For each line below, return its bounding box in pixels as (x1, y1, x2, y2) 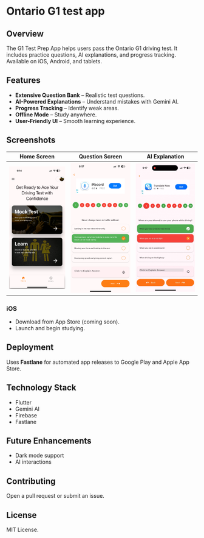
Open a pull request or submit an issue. (6, 492, 104, 500)
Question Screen (78, 153, 123, 160)
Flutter (15, 398, 32, 406)
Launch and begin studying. (15, 324, 85, 331)
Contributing (6, 476, 56, 486)
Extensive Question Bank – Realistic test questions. (15, 91, 145, 99)
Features (6, 75, 41, 86)
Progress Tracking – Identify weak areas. (15, 104, 120, 111)
